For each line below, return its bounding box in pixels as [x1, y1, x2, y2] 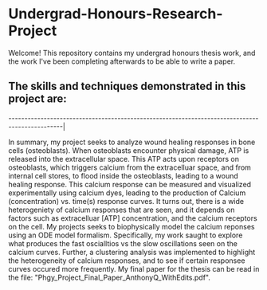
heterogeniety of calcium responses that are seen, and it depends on [8, 205, 235, 214]
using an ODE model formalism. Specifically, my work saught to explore [8, 230, 243, 240]
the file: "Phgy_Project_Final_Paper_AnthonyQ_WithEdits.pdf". [8, 272, 211, 282]
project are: [8, 92, 68, 106]
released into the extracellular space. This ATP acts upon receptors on [8, 154, 239, 163]
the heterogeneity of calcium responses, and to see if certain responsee [8, 256, 245, 265]
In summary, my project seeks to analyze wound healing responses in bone [8, 137, 256, 147]
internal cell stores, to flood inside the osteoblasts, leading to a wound [8, 170, 239, 180]
